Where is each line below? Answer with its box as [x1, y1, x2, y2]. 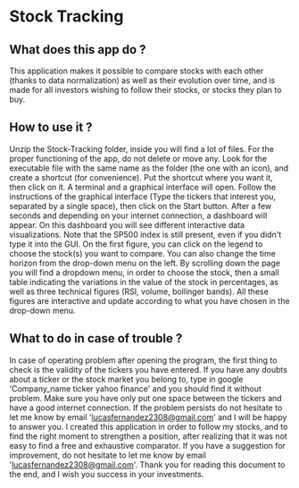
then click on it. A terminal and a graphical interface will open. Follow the [9, 181, 277, 192]
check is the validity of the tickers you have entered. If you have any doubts [9, 364, 288, 374]
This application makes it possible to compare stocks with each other [9, 65, 264, 76]
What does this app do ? [9, 42, 146, 57]
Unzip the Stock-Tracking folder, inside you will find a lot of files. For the [9, 143, 275, 154]
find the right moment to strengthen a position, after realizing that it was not [9, 431, 287, 442]
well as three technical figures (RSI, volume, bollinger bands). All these [9, 286, 270, 297]
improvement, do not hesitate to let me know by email [9, 450, 207, 460]
